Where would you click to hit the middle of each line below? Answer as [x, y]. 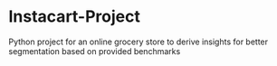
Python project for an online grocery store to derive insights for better [138, 42]
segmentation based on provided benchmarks [95, 51]
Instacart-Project [75, 17]
